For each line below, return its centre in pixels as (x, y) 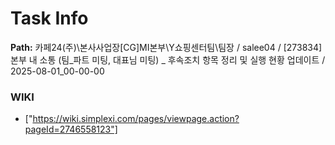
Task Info (49, 18)
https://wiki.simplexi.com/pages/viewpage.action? (136, 119)
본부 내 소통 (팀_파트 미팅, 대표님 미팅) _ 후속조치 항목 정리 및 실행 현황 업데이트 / (168, 59)
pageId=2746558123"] (71, 129)
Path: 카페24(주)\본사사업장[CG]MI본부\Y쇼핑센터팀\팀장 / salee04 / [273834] (166, 47)
